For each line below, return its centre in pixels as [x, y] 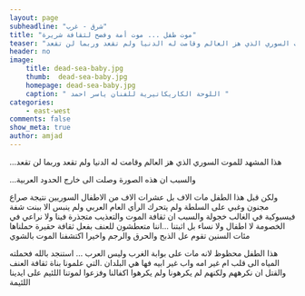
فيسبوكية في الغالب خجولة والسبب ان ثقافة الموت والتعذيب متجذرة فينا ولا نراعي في [152, 216]
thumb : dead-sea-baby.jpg [77, 77]
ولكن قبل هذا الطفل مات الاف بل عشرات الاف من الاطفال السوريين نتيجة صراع [144, 197]
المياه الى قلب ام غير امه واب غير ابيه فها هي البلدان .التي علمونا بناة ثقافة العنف [144, 262]
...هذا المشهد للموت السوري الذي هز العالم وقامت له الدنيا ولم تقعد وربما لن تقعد [146, 162]
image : [22, 60]
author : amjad [36, 136]
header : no [30, 52]
